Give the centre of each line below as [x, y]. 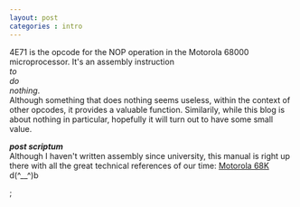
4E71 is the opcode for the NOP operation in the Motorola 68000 [129, 52]
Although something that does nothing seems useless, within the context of [150, 99]
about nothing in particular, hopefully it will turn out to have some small [141, 119]
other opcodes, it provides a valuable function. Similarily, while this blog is [147, 109]
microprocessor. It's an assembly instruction [92, 61]
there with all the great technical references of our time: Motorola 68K [139, 165]
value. [21, 128]
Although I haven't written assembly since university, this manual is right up [150, 155]
